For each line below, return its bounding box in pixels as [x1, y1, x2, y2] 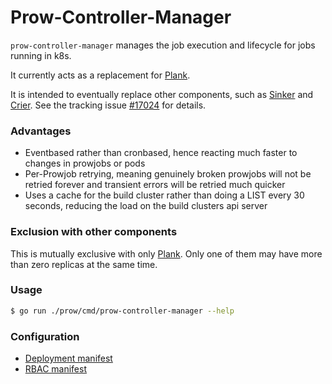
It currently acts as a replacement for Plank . [10, 69, 191, 81]
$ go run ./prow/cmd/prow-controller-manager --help [10, 306, 235, 316]
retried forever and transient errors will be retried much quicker [24, 179, 286, 191]
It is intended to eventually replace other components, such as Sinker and [10, 88, 314, 100]
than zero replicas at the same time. [10, 258, 158, 270]
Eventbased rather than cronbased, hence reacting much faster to [24, 147, 298, 159]
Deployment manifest [24, 352, 113, 364]
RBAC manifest [24, 363, 88, 375]
